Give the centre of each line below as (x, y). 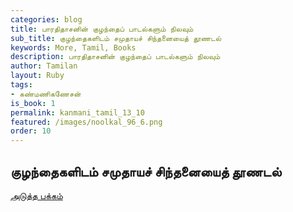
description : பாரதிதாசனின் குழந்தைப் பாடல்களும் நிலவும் (115, 57)
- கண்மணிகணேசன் (46, 94)
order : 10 (31, 131)
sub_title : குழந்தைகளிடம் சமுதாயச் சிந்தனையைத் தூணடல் (116, 38)
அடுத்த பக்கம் (36, 195)
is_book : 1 (33, 103)
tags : (21, 85)
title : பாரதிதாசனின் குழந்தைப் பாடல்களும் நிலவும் (102, 29)
